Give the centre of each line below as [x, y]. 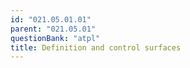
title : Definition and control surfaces [96, 47]
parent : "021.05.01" [53, 29]
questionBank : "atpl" [55, 38]
